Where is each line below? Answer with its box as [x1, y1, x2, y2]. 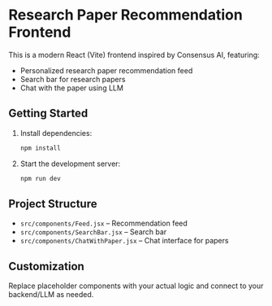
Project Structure [8, 197, 97, 211]
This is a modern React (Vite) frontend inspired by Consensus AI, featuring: [8, 50, 260, 59]
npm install [19, 144, 61, 152]
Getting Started [8, 107, 89, 120]
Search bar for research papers [19, 74, 126, 84]
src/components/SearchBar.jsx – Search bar [19, 227, 167, 237]
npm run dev [19, 174, 61, 182]
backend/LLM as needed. [8, 290, 94, 299]
